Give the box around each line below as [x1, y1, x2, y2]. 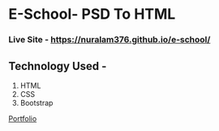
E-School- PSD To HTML [8, 5, 176, 24]
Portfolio [8, 113, 37, 123]
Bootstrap [19, 98, 54, 107]
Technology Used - [8, 59, 107, 73]
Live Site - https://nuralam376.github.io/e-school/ [8, 34, 211, 46]
